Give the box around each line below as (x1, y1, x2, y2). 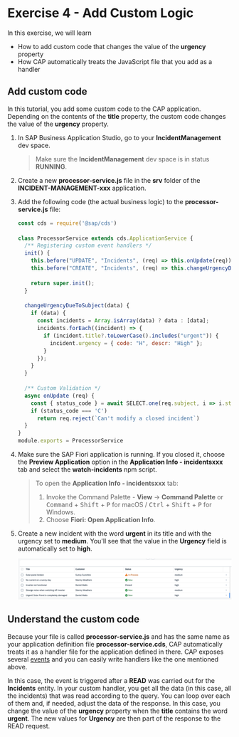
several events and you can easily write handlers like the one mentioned (7, 654, 219, 663)
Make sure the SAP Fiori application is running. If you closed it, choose (17, 450, 225, 458)
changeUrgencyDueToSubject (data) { (24, 302, 130, 309)
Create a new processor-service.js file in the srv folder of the (17, 176, 201, 184)
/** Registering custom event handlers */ (24, 242, 152, 250)
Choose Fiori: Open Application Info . (46, 516, 156, 524)
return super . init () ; (31, 280, 95, 287)
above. (7, 662, 28, 671)
